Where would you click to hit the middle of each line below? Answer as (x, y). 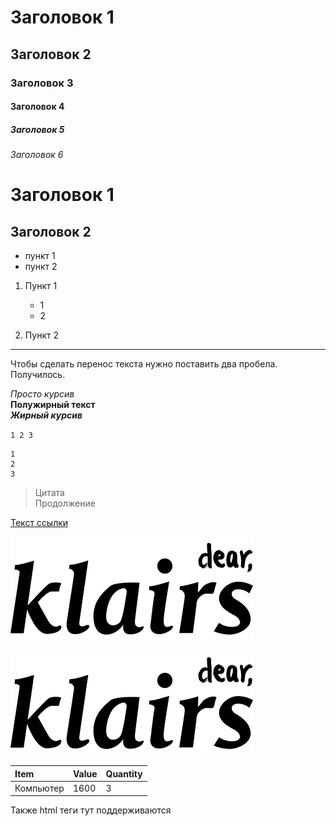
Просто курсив (42, 394)
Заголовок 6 (37, 155)
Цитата (49, 493)
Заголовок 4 (37, 107)
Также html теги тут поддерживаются (91, 810)
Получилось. (38, 375)
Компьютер (39, 788)
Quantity (124, 773)
